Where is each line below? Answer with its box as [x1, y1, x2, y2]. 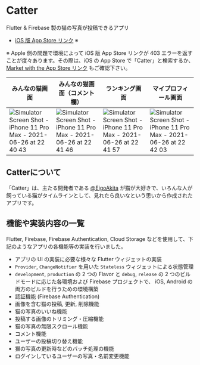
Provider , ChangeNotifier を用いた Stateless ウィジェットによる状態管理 [14, 263, 194, 270]
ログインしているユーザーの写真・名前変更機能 [14, 352, 130, 360]
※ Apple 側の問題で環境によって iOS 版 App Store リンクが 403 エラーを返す [6, 49, 193, 57]
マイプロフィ [152, 84, 189, 92]
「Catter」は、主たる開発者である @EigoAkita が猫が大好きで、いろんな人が [6, 184, 193, 191]
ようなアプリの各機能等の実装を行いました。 [16, 243, 126, 250]
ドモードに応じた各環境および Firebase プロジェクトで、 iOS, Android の [14, 278, 193, 285]
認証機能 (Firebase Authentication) [14, 293, 100, 300]
